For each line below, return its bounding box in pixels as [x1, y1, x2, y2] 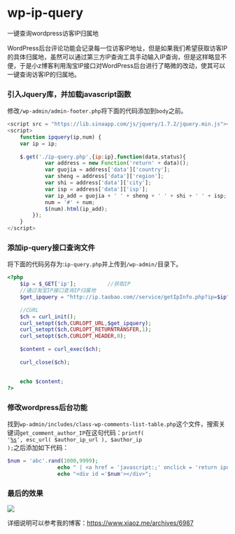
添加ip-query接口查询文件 [7, 243, 96, 253]
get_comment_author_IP [20, 430, 86, 437]
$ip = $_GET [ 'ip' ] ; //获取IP [20, 280, 131, 288]
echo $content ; [20, 378, 64, 385]
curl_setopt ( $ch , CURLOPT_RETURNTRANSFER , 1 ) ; [20, 326, 152, 334]
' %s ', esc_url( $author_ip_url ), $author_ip [7, 437, 142, 444]
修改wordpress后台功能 [7, 403, 88, 413]
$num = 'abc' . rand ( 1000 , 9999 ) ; [7, 458, 99, 465]
